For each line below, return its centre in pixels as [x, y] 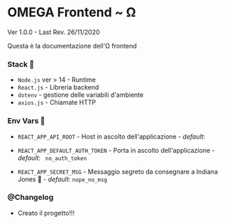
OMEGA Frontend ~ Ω [72, 12]
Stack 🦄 [21, 64]
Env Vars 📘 [26, 121]
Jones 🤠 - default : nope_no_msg [62, 179]
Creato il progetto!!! [46, 213]
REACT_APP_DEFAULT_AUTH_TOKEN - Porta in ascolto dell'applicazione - [116, 150]
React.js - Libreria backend [58, 87]
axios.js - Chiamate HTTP [57, 102]
